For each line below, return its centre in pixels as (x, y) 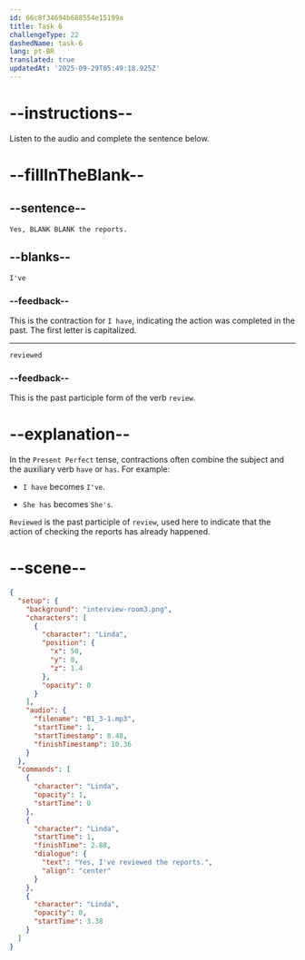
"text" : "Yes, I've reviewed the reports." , (128, 863)
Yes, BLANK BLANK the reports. (69, 229)
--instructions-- (71, 113)
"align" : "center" (77, 871)
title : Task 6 (36, 26)
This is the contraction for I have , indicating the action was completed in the (152, 320)
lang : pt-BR (32, 52)
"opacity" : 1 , (60, 795)
